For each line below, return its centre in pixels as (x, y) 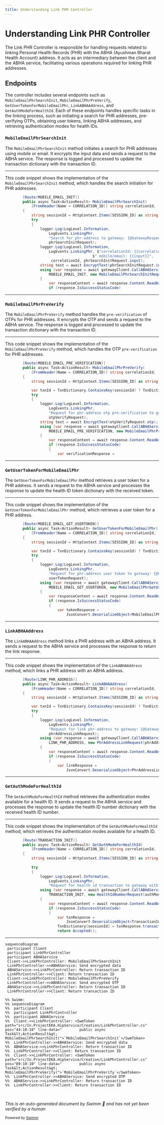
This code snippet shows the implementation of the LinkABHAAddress (74, 665)
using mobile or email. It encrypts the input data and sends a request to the (81, 153)
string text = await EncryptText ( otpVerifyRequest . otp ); (99, 422)
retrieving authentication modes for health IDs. (52, 126)
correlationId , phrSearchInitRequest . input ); (98, 261)
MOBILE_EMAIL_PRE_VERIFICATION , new (86, 431)
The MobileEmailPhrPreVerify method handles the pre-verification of (76, 314)
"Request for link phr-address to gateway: (93, 729)
